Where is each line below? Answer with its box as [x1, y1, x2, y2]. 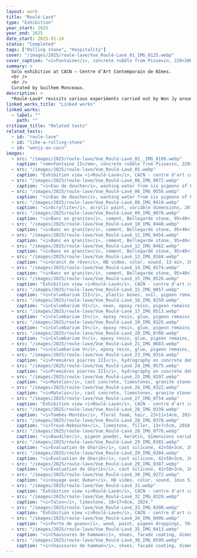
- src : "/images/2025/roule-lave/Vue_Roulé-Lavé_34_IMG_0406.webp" [11, 515, 180, 522]
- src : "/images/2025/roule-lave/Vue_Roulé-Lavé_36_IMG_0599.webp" [11, 537, 180, 543]
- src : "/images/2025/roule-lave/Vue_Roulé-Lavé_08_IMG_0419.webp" [11, 199, 180, 205]
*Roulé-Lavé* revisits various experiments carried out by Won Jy [11, 96, 177, 101]
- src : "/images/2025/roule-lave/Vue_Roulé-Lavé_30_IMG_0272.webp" [11, 472, 180, 478]
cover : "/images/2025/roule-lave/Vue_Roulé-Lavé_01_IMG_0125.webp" [6, 52, 175, 58]
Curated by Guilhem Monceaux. [11, 85, 85, 91]
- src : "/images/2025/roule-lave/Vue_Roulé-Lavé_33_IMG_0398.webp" [11, 505, 180, 511]
